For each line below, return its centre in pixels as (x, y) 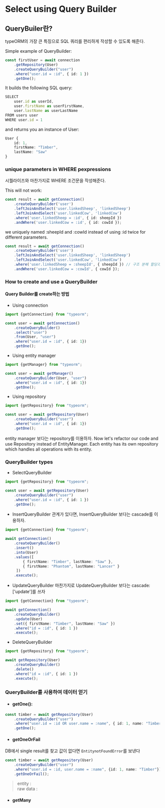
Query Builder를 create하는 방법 (37, 294)
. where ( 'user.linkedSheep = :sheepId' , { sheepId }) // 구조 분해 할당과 (87, 265)
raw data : (27, 789)
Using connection (30, 305)
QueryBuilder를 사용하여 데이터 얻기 (46, 692)
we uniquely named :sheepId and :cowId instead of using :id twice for (75, 232)
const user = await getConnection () (42, 323)
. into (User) (26, 552)
